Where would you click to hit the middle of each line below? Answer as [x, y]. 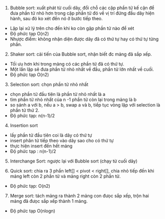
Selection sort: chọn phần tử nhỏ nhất [49, 84]
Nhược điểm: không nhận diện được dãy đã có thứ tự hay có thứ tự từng [84, 39]
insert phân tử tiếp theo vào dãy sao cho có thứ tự [62, 141]
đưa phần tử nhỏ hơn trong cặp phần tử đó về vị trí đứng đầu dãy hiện [82, 13]
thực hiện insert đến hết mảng [41, 146]
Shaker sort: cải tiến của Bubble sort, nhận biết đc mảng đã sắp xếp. [81, 54]
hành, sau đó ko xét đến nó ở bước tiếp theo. [56, 18]
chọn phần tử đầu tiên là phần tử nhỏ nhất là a [58, 94]
